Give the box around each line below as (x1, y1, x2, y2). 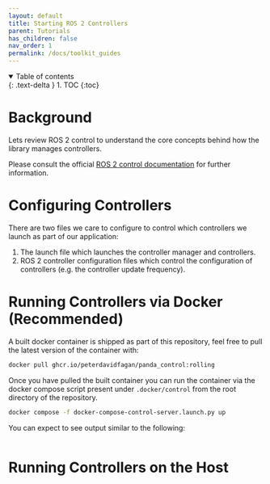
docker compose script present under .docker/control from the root (8, 384, 237, 394)
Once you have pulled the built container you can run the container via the (8, 375, 256, 385)
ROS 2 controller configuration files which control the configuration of (19, 255, 253, 265)
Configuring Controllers (8, 196, 172, 215)
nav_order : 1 (8, 42, 53, 50)
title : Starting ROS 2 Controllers (8, 19, 129, 27)
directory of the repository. (8, 393, 99, 402)
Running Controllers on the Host (8, 458, 229, 477)
